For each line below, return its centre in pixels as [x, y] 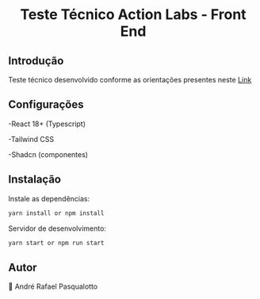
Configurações [46, 105]
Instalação [35, 180]
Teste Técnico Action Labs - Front [133, 15]
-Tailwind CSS [31, 139]
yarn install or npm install [56, 213]
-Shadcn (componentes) [48, 154]
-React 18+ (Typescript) [47, 124]
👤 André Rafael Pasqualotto [53, 286]
